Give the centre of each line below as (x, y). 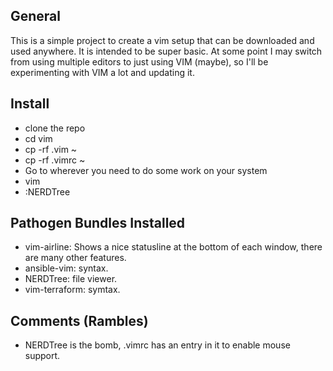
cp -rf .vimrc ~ (55, 160)
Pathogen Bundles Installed (98, 223)
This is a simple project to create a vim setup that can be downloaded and (162, 40)
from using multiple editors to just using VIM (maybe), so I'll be (139, 61)
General (36, 16)
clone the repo (55, 128)
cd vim (38, 138)
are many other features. (75, 258)
